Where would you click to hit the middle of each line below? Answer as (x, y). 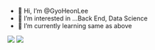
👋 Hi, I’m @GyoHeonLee (53, 11)
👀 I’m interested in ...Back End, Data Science (82, 18)
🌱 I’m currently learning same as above (75, 26)
